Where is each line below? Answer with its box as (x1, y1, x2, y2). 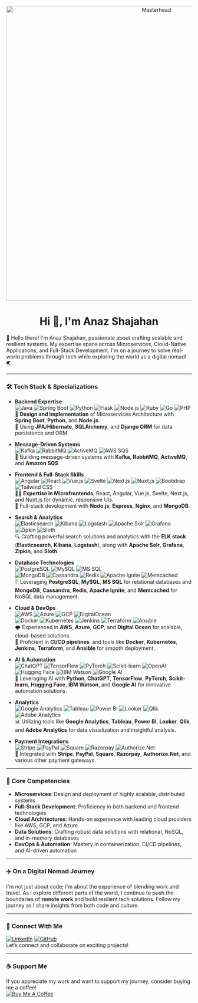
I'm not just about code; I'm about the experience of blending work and (6, 883, 179, 890)
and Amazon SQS (14, 460, 59, 467)
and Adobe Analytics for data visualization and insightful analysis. (14, 726, 176, 734)
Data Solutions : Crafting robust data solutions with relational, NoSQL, (14, 828, 184, 835)
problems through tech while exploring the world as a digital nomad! (21, 353, 187, 360)
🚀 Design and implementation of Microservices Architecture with (14, 410, 174, 418)
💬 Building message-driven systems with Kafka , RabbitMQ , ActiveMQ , (14, 453, 187, 461)
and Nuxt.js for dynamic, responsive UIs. (14, 496, 114, 504)
